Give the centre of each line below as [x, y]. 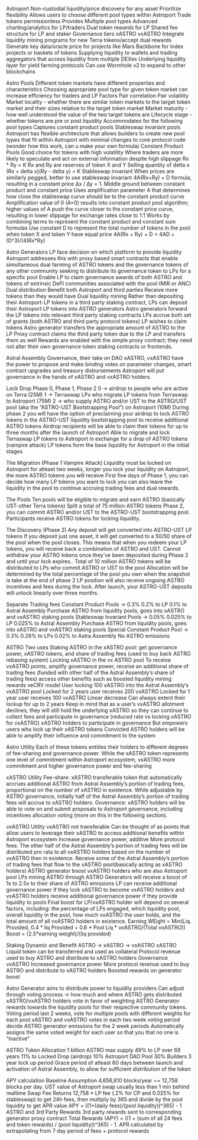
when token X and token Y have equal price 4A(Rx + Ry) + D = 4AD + [91, 234]
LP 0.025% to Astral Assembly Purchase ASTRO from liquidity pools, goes [97, 623]
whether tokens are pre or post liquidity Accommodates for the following [95, 121]
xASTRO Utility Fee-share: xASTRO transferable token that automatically [94, 777]
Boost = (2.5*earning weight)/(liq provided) [59, 934]
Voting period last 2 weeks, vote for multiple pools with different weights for [98, 1013]
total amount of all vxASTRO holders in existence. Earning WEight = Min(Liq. [99, 921]
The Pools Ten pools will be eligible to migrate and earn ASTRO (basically [95, 499]
